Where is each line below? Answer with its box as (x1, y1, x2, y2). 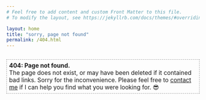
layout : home (6, 26, 40, 32)
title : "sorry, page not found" (6, 31, 89, 37)
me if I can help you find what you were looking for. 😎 (9, 83, 159, 91)
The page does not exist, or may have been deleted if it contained (9, 68, 192, 77)
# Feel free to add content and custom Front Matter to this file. (6, 9, 183, 15)
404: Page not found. (9, 62, 71, 70)
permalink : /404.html (6, 37, 62, 43)
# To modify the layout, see (6, 15, 81, 21)
